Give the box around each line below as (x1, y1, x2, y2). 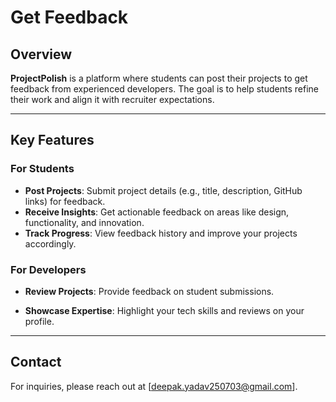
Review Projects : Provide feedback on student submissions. (24, 285, 275, 297)
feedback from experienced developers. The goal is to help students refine (10, 83, 319, 95)
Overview (10, 46, 73, 63)
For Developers (10, 262, 87, 276)
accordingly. (24, 237, 77, 250)
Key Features (10, 132, 95, 149)
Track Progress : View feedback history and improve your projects (24, 227, 298, 239)
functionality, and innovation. (24, 216, 145, 228)
